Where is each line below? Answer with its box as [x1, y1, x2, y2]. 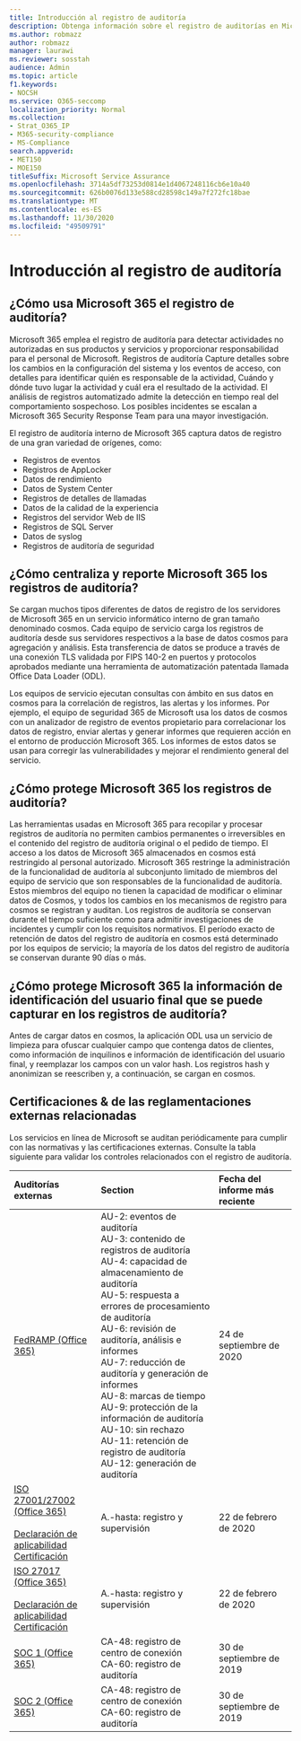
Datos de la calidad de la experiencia [21, 502, 159, 512]
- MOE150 [9, 163, 42, 172]
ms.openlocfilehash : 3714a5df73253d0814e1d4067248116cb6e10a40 [9, 180, 251, 189]
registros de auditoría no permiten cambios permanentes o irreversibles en [9, 828, 286, 839]
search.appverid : [9, 146, 74, 155]
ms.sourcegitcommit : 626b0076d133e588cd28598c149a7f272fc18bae [9, 188, 251, 197]
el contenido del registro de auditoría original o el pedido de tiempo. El [9, 838, 269, 849]
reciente [219, 1194, 255, 1207]
